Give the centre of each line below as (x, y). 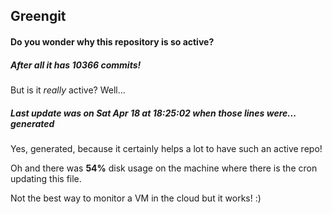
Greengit (38, 16)
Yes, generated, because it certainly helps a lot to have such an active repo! (166, 148)
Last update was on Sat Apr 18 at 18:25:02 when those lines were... (153, 113)
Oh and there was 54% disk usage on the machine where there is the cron (164, 168)
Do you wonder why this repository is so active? (112, 41)
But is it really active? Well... (68, 90)
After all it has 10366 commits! (76, 65)
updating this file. (46, 178)
